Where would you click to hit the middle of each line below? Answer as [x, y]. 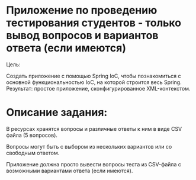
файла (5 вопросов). [32, 135]
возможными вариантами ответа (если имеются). [70, 171]
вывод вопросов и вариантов [82, 36]
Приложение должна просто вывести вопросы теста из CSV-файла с [94, 164]
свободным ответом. [33, 153]
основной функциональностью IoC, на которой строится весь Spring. [94, 82]
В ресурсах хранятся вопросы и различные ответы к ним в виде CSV [94, 128]
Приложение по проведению [82, 10]
